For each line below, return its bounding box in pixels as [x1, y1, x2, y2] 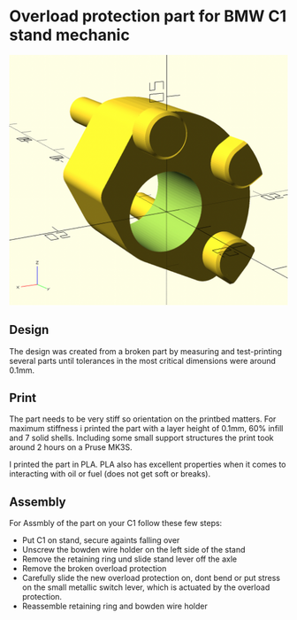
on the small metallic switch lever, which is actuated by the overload [21, 582, 270, 593]
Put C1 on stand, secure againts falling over [21, 535, 180, 546]
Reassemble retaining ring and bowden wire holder [21, 601, 208, 612]
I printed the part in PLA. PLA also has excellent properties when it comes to [9, 459, 286, 470]
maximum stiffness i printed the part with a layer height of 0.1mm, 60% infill [9, 423, 284, 434]
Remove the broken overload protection [21, 563, 167, 574]
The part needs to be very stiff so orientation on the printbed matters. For [9, 414, 277, 424]
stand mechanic [9, 25, 130, 45]
